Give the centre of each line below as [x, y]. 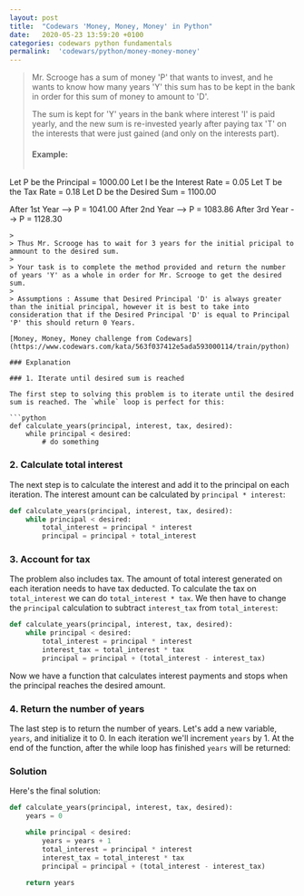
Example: [49, 154]
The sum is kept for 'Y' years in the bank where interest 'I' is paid [153, 114]
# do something [71, 442]
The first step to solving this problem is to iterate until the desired [152, 394]
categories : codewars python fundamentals [91, 43]
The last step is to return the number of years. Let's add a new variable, [143, 729]
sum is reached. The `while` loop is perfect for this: [117, 403]
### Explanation [40, 363]
